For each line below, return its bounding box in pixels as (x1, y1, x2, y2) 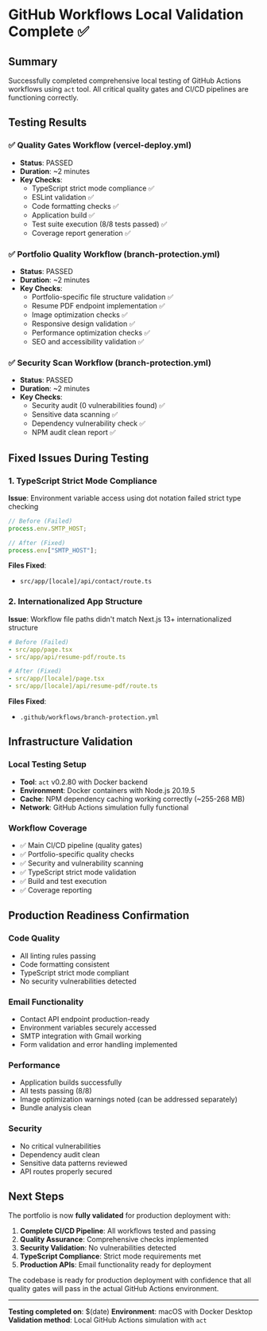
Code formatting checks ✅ (31, 201, 119, 210)
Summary (8, 54, 58, 69)
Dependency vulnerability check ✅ (31, 418, 145, 428)
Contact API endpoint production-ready (19, 1014, 149, 1023)
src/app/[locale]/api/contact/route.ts (19, 578, 153, 586)
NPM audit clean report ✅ (31, 428, 117, 438)
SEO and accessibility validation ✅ (31, 336, 145, 346)
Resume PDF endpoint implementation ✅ (31, 300, 165, 310)
